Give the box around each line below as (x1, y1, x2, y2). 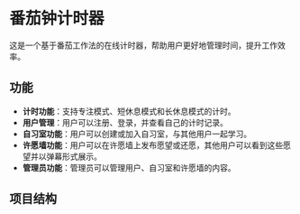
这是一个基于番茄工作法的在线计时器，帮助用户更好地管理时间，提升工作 (9, 40, 277, 51)
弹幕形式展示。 (46, 151, 102, 162)
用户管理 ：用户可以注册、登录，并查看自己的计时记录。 (22, 116, 228, 127)
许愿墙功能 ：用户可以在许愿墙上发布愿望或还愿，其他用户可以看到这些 (22, 139, 284, 150)
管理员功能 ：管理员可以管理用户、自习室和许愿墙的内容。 (22, 162, 236, 172)
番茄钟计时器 (9, 8, 105, 29)
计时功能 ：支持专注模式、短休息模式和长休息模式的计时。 (22, 106, 236, 116)
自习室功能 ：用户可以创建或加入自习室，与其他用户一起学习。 (22, 128, 252, 139)
